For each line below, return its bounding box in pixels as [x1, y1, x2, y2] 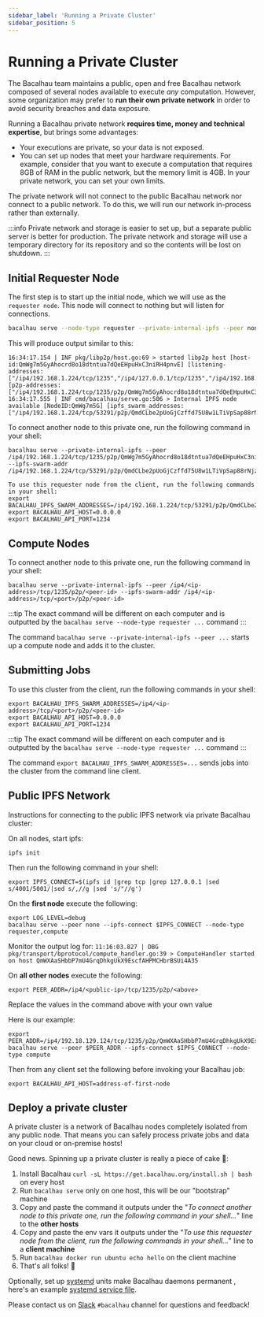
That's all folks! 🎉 [19, 1261, 76, 1271]
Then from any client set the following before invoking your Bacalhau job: [8, 1064, 245, 1074]
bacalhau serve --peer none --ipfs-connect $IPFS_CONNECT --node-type [8, 921, 244, 929]
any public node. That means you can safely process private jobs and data [8, 1130, 250, 1140]
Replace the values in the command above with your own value [8, 1000, 213, 1009]
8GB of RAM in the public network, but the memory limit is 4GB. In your [19, 168, 250, 177]
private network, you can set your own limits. [19, 176, 166, 186]
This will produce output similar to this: [8, 339, 134, 348]
